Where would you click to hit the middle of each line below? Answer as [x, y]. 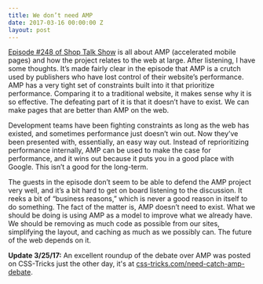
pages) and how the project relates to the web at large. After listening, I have [132, 60]
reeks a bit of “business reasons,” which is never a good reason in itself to [128, 199]
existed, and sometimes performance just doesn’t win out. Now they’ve [123, 134]
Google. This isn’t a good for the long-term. [79, 167]
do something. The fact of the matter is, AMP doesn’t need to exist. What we [132, 207]
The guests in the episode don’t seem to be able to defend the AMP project [130, 182]
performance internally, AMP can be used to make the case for [110, 150]
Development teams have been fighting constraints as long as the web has [129, 125]
